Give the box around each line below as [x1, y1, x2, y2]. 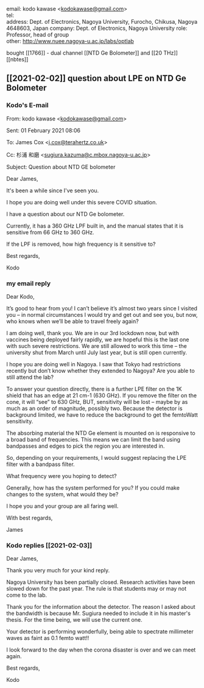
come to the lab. [6, 591, 47, 599]
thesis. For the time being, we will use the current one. [6, 616, 142, 624]
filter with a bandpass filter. [6, 460, 75, 468]
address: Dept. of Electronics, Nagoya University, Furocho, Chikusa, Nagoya [6, 18, 198, 25]
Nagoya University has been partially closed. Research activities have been [6, 579, 195, 586]
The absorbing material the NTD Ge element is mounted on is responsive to [6, 429, 196, 437]
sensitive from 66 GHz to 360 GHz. [6, 228, 94, 236]
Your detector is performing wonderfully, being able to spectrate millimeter [6, 628, 194, 635]
